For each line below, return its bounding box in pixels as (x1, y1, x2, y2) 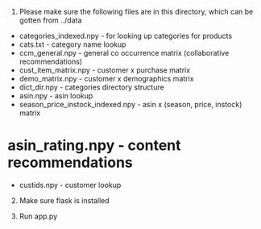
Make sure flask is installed (19, 195, 110, 205)
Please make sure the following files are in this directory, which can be (19, 7, 254, 16)
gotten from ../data (19, 15, 82, 25)
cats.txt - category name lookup (19, 40, 126, 49)
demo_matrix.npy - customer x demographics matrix (19, 74, 194, 83)
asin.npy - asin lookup (19, 91, 93, 100)
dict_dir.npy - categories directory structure (19, 82, 164, 92)
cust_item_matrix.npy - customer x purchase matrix (19, 65, 191, 75)
